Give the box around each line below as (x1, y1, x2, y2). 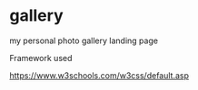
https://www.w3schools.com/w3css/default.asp (9, 69, 189, 81)
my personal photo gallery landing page (9, 35, 159, 46)
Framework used (9, 52, 73, 63)
